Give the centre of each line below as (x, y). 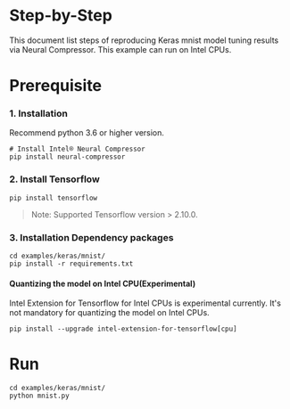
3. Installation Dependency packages (91, 237)
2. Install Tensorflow (54, 179)
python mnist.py (39, 396)
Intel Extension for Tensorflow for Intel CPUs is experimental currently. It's (145, 303)
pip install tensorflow (54, 198)
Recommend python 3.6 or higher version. (87, 133)
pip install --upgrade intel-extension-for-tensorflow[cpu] (124, 329)
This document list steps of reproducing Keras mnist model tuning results (144, 40)
